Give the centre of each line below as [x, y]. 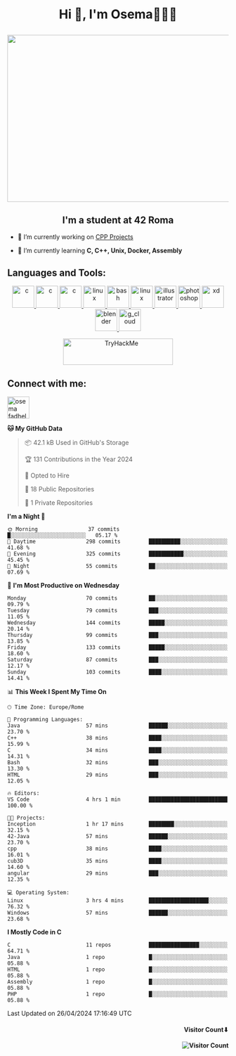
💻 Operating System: [39, 893]
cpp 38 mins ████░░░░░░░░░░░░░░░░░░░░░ [118, 849]
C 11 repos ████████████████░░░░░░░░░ [118, 945]
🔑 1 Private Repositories [59, 503]
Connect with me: [47, 384]
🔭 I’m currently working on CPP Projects [75, 237]
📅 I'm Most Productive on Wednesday [63, 586]
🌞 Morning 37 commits [64, 529]
